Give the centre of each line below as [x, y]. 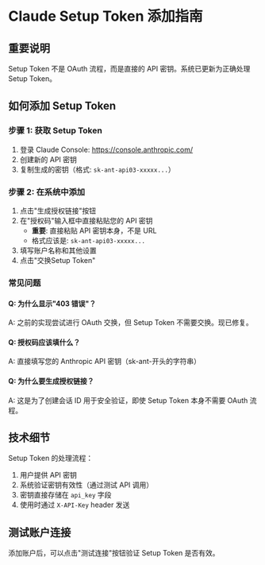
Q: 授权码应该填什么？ [44, 342]
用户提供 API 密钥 [48, 475]
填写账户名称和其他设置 [58, 250]
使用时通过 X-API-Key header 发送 [75, 505]
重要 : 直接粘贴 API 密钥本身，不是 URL [94, 230]
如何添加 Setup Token [62, 106]
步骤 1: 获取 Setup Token [56, 130]
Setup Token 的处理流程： [51, 459]
